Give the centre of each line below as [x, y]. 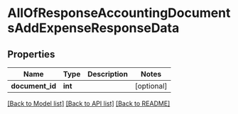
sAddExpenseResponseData [93, 28]
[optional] [151, 86]
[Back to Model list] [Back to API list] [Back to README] [89, 103]
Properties [31, 54]
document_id [34, 86]
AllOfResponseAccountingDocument [119, 13]
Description [108, 74]
